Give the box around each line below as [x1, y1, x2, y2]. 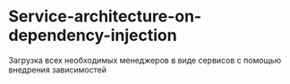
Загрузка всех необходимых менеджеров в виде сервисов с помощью [8, 55, 282, 65]
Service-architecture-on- [8, 6, 202, 27]
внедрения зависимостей [8, 64, 107, 75]
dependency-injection [8, 25, 177, 46]
